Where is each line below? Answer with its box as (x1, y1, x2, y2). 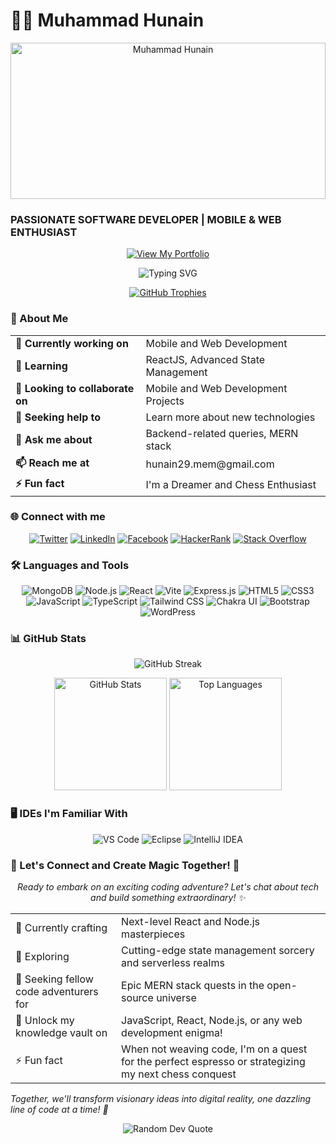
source (121, 991, 154, 1005)
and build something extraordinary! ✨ (90, 892, 246, 904)
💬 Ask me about (15, 432, 93, 446)
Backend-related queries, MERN (145, 426, 299, 440)
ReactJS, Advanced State (145, 352, 266, 366)
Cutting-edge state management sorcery (121, 944, 315, 958)
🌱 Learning (15, 359, 68, 373)
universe (156, 991, 197, 1005)
